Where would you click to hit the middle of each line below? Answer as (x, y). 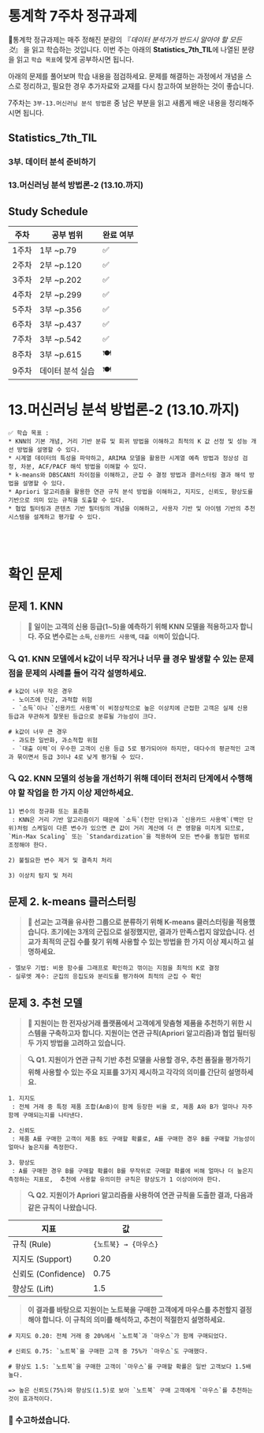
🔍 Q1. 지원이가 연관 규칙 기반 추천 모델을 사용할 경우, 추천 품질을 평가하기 (139, 1060)
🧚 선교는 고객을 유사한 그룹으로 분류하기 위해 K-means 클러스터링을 (131, 922)
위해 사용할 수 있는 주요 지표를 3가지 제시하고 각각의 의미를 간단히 (127, 1073)
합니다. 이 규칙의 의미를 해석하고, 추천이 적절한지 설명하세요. (134, 1320)
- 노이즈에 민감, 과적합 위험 (52, 700)
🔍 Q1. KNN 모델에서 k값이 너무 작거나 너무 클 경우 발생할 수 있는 (123, 658)
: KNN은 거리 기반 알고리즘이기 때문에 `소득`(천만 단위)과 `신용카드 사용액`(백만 (128, 820)
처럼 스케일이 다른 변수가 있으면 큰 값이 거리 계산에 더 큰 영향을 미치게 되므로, (131, 828)
